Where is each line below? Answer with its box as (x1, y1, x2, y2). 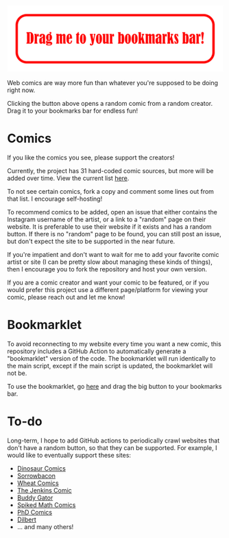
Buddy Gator (16, 493, 53, 502)
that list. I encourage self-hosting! (7, 194, 103, 203)
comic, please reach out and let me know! (7, 293, 125, 301)
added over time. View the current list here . (7, 174, 130, 182)
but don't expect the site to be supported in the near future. (7, 237, 176, 245)
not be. (7, 369, 27, 377)
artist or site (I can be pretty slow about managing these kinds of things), (7, 258, 213, 266)
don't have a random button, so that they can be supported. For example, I (7, 443, 217, 451)
